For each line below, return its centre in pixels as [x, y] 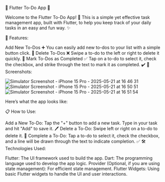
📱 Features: [17, 38]
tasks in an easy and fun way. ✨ [38, 28]
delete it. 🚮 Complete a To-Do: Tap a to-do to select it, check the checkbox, [82, 136]
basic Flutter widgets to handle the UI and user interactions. [66, 174]
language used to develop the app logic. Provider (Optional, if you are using [82, 163]
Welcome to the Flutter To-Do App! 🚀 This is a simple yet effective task [78, 17]
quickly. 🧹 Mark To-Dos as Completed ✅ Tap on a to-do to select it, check [81, 59]
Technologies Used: [26, 148]
